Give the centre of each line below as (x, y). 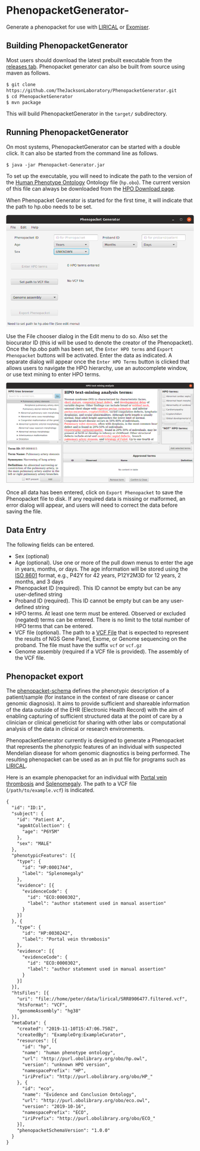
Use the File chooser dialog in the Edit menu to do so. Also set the (87, 336)
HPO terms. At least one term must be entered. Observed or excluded (100, 613)
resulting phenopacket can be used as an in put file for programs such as (96, 760)
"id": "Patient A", (41, 820)
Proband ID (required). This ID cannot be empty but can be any (92, 601)
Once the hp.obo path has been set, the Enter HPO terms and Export (90, 349)
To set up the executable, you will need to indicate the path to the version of (99, 176)
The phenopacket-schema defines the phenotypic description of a (88, 691)
